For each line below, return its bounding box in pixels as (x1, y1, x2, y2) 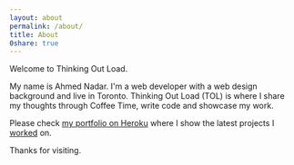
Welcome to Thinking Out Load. (9, 63, 128, 74)
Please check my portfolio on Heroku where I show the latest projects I (9, 118, 275, 129)
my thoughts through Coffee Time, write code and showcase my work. (9, 101, 275, 112)
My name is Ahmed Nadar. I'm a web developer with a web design (9, 81, 258, 92)
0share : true (9, 38, 59, 48)
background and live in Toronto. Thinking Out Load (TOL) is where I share (9, 91, 285, 102)
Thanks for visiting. (9, 145, 82, 156)
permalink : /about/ (9, 22, 84, 31)
